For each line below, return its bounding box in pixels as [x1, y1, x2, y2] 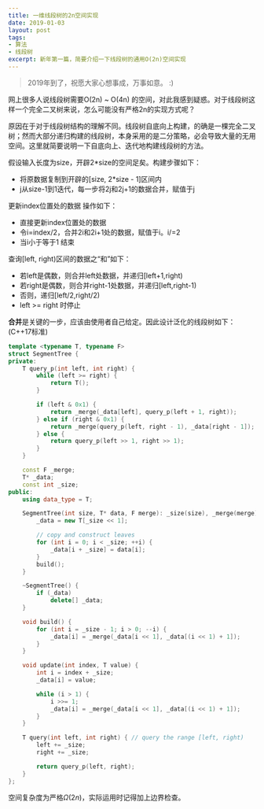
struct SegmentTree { [8, 349, 79, 358]
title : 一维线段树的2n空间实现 [8, 11, 99, 20]
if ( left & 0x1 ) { [36, 401, 97, 408]
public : [8, 488, 34, 496]
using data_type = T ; [22, 495, 93, 504]
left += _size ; [36, 741, 86, 749]
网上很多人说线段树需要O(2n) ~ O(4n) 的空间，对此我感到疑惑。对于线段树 [8, 94, 249, 104]
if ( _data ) [36, 589, 72, 597]
